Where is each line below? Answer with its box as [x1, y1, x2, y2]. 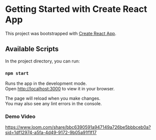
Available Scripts [5, 45, 59, 53]
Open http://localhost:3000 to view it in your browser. [5, 86, 115, 92]
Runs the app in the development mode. [5, 80, 87, 86]
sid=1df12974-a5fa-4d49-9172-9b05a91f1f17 [5, 130, 97, 136]
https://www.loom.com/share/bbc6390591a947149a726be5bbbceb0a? [5, 124, 151, 130]
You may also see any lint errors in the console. [5, 101, 102, 107]
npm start [5, 70, 29, 76]
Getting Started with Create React [5, 3, 148, 15]
